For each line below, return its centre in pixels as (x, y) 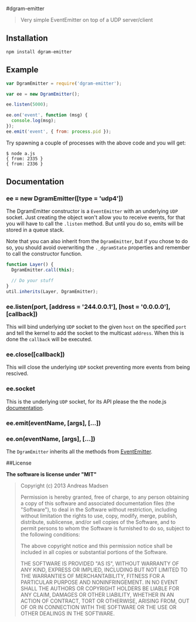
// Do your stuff (33, 281)
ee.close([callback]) (36, 355)
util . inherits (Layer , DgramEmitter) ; (52, 291)
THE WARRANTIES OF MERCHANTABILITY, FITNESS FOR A (93, 576)
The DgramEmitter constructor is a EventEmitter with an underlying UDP (92, 211)
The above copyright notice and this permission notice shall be (97, 546)
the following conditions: (50, 534)
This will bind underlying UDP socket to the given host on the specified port (96, 327)
